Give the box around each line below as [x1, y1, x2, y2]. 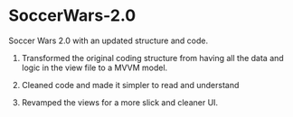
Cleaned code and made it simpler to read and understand [21, 79, 240, 90]
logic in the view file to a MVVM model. [21, 62, 168, 73]
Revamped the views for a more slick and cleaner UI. [21, 96, 219, 108]
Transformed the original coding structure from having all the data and [21, 52, 284, 63]
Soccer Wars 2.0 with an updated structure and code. [8, 35, 209, 46]
